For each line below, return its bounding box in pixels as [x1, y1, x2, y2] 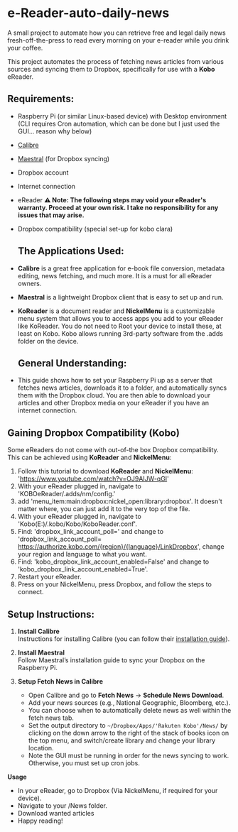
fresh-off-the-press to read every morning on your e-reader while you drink [7, 35, 229, 44]
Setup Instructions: [7, 608, 94, 620]
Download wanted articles [17, 809, 94, 817]
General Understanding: [17, 357, 127, 369]
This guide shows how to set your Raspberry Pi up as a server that [17, 376, 213, 385]
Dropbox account [17, 168, 69, 177]
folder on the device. [17, 336, 79, 345]
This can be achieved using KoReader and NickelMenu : [7, 453, 172, 462]
